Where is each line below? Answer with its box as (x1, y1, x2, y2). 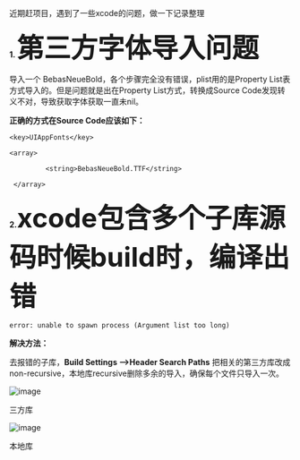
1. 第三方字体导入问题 (9, 30, 260, 64)
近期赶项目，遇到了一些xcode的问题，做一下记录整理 (9, 8, 205, 18)
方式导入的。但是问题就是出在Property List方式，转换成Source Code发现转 (9, 85, 286, 96)
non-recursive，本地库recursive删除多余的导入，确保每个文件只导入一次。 (9, 368, 284, 379)
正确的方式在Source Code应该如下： (9, 115, 145, 125)
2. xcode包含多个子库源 (9, 200, 286, 234)
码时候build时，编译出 (9, 240, 290, 274)
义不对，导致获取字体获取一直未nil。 (9, 97, 144, 106)
